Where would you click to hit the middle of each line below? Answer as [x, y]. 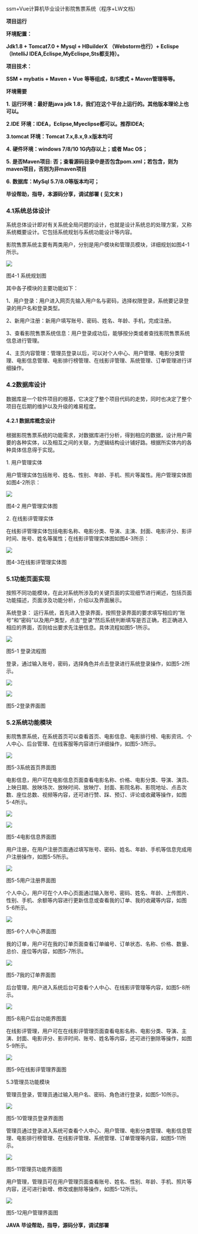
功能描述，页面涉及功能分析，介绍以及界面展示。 [65, 600]
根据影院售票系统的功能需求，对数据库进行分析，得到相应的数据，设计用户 [96, 435]
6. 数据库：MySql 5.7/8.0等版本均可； [53, 181]
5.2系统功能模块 [29, 722]
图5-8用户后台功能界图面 [36, 1018]
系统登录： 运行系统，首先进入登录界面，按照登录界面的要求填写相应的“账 [96, 613]
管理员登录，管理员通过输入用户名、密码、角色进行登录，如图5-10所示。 [94, 1095]
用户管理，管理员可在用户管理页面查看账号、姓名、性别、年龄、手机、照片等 [99, 1182]
